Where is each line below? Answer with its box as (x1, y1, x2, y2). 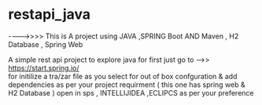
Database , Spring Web (8, 39, 83, 49)
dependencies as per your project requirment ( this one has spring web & (8, 80, 245, 89)
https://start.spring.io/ (8, 63, 80, 72)
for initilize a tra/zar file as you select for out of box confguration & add (8, 71, 238, 81)
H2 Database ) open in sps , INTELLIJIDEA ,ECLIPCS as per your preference (8, 88, 254, 97)
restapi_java (8, 5, 91, 24)
